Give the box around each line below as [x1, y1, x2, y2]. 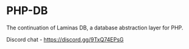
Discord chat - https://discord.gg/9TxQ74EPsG [6, 36, 124, 43]
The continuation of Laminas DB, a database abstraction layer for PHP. [6, 24, 184, 31]
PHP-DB [6, 4, 48, 18]
